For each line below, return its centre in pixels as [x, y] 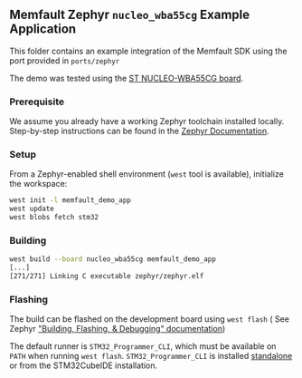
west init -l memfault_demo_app [70, 200]
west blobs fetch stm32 [54, 218]
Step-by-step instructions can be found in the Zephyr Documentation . [139, 131]
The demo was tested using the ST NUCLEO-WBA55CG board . [127, 78]
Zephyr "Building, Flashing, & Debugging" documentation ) [118, 329]
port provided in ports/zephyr [65, 60]
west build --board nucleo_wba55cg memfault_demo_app [113, 259]
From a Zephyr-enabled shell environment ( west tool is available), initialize [147, 174]
